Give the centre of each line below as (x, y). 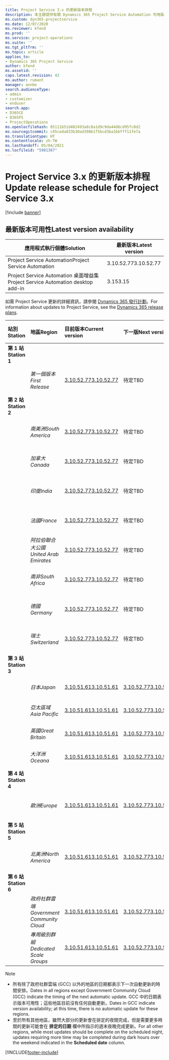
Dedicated (43, 948)
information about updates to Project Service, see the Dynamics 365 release (84, 307)
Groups (39, 961)
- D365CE (14, 113)
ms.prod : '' (18, 33)
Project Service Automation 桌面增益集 (53, 275)
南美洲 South (45, 428)
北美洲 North (45, 854)
